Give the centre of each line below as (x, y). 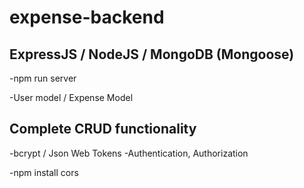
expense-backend (87, 17)
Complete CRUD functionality (103, 129)
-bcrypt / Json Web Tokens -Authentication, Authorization (129, 153)
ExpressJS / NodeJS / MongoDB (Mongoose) (152, 54)
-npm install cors (44, 172)
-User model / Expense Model (71, 97)
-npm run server (43, 78)
